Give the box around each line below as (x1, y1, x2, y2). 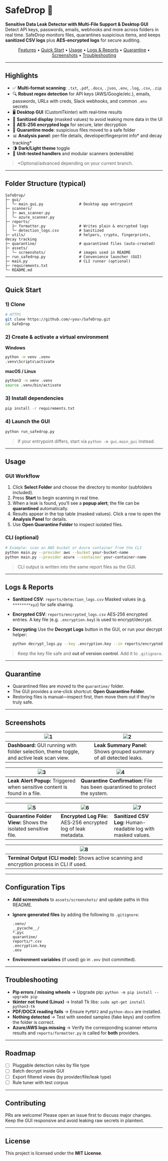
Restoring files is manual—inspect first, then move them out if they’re (12, 694, 155, 700)
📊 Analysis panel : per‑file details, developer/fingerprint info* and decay (12, 133, 162, 139)
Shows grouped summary (94, 748, 155, 755)
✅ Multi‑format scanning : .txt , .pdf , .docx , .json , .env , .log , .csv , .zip (12, 85, 162, 91)
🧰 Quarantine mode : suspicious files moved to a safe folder (12, 127, 136, 133)
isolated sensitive (7, 825, 48, 832)
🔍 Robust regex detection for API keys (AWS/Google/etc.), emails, (12, 90, 151, 97)
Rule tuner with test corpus (12, 1079, 68, 1085)
